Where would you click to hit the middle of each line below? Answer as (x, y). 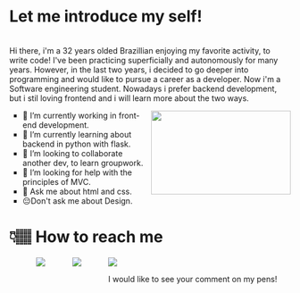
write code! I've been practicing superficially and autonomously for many (144, 60)
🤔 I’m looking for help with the (77, 172)
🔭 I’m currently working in (69, 115)
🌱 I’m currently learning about (77, 134)
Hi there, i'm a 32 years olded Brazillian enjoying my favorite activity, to (140, 50)
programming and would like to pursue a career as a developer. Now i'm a (145, 79)
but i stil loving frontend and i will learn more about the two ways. (129, 98)
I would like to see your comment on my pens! (193, 279)
